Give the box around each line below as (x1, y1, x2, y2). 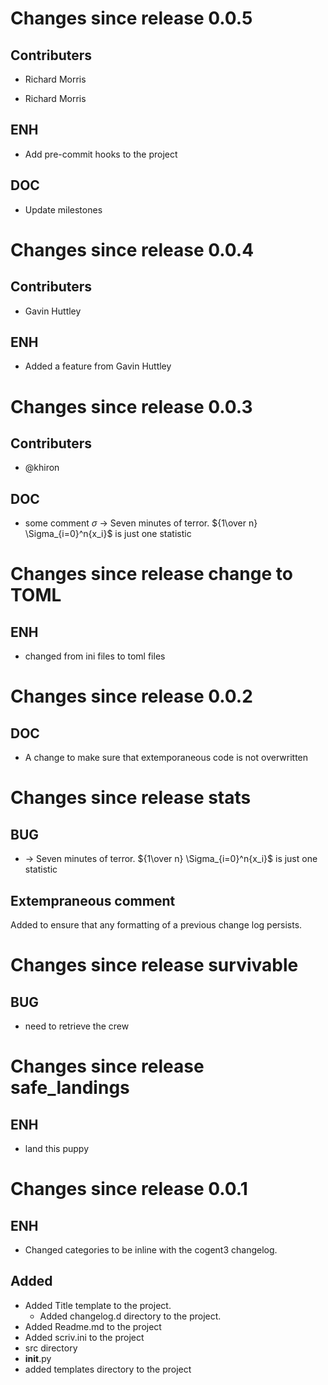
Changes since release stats (10, 787, 252, 809)
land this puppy (24, 1143, 89, 1155)
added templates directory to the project (24, 1363, 192, 1375)
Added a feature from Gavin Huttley (24, 360, 172, 372)
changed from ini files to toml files (24, 650, 166, 662)
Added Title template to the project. (24, 1299, 172, 1311)
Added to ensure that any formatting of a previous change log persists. (10, 919, 303, 931)
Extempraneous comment (10, 892, 176, 909)
